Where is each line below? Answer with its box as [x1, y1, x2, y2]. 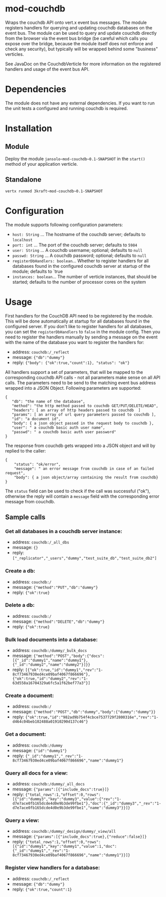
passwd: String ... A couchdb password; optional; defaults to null [12, 252, 147, 258]
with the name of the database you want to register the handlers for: [5, 339, 145, 345]
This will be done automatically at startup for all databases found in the [5, 318, 150, 324]
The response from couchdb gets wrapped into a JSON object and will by [5, 443, 156, 448]
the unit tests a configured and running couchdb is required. [5, 105, 128, 111]
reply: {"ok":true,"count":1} [12, 886, 72, 892]
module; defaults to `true [12, 268, 63, 274]
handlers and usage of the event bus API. [5, 66, 90, 72]
